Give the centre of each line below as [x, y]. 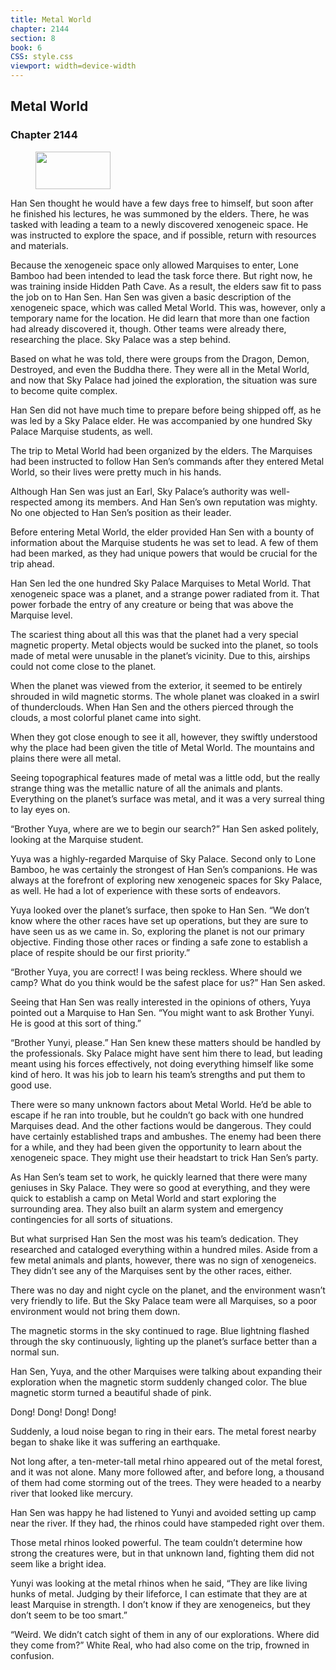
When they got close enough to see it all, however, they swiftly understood [164, 737]
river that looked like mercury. [71, 1493]
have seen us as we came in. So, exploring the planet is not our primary [157, 931]
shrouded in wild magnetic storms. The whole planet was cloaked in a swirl [165, 696]
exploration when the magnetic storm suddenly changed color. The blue [159, 1382]
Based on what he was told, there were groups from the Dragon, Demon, [160, 358]
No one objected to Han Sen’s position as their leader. [121, 512]
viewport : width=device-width [73, 66]
